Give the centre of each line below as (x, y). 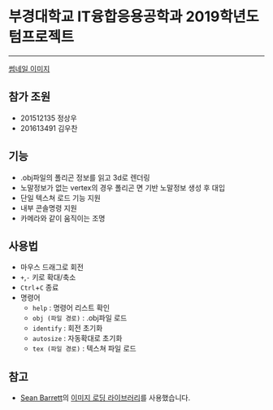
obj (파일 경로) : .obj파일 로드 (80, 318)
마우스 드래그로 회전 (52, 267)
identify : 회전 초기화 (67, 328)
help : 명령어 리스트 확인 (71, 308)
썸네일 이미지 (29, 68)
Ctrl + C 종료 (39, 288)
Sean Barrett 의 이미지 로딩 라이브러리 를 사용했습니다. (105, 398)
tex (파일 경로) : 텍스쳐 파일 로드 (84, 349)
